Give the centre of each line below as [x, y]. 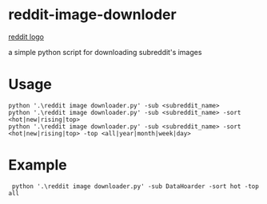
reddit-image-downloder [93, 15]
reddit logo [26, 37]
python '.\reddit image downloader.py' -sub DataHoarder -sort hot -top [135, 186]
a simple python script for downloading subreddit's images [105, 52]
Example [38, 165]
